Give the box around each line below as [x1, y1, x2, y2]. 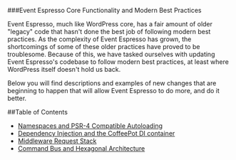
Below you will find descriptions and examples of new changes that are [7, 79, 217, 87]
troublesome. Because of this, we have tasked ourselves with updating [7, 50, 215, 58]
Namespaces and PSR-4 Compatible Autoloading [17, 122, 163, 130]
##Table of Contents [7, 108, 68, 116]
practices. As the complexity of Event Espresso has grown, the [7, 35, 192, 43]
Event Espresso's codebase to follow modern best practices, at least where [7, 58, 230, 66]
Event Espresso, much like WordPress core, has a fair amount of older [7, 20, 212, 28]
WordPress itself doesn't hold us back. [7, 65, 121, 73]
